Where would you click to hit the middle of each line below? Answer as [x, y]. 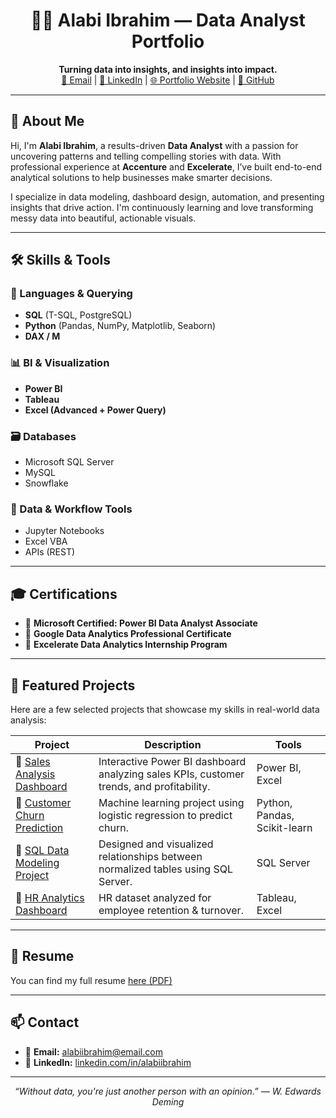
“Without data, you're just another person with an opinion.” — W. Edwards [168, 1091]
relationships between [150, 856]
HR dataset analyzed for [155, 897]
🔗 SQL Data [42, 850]
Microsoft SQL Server [69, 462]
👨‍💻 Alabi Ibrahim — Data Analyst [168, 20]
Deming [168, 1101]
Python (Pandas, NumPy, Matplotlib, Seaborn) [120, 326]
